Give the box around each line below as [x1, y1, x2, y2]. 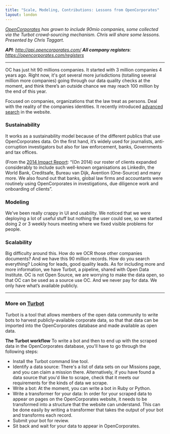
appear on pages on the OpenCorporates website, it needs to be [12, 396, 148, 402]
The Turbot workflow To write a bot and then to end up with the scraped [5, 338, 157, 344]
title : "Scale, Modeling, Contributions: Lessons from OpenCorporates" [5, 7, 159, 13]
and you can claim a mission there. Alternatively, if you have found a [12, 369, 155, 375]
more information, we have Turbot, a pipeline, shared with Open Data [5, 267, 149, 273]
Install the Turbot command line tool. [12, 358, 90, 364]
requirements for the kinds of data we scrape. [12, 380, 108, 386]
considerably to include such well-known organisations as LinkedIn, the [5, 164, 154, 170]
